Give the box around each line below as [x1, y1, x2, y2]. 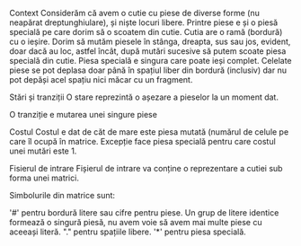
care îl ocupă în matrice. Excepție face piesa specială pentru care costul [9, 136, 276, 146]
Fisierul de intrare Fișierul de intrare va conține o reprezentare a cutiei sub [9, 163, 283, 173]
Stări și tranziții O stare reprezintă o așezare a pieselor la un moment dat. [9, 92, 279, 102]
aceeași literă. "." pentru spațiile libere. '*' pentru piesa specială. [9, 226, 247, 237]
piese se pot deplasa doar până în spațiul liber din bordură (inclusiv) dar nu [9, 65, 288, 75]
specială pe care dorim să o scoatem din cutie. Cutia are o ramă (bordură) [9, 27, 283, 37]
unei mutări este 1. [9, 145, 77, 156]
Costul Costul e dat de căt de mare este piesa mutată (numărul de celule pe [9, 127, 289, 137]
